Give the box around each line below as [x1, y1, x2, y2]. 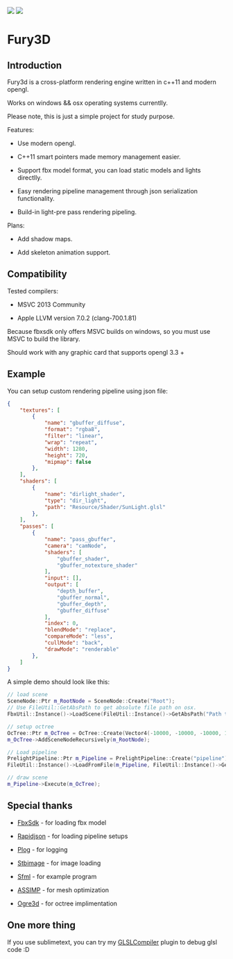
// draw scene [7, 774, 49, 782]
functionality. [17, 195, 55, 202]
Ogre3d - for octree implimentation [17, 899, 118, 908]
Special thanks [7, 800, 73, 812]
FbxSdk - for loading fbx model [17, 818, 107, 827]
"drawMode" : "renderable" [44, 645, 119, 653]
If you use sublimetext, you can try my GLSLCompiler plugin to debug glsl [7, 937, 217, 946]
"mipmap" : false [44, 458, 92, 465]
